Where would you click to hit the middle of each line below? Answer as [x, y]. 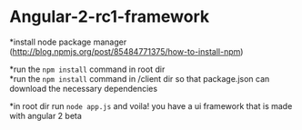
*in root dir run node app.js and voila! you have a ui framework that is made [151, 105]
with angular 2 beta [45, 115]
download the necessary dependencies [83, 88]
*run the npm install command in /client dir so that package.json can [140, 78]
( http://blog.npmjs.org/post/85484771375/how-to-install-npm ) [126, 51]
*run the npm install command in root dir [87, 69]
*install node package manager [68, 42]
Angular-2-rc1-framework [110, 17]
